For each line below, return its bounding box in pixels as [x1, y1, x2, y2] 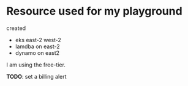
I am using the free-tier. [6, 61, 66, 68]
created [6, 24, 26, 32]
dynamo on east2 [15, 49, 60, 56]
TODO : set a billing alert [6, 73, 67, 80]
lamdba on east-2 [15, 43, 60, 50]
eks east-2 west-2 [15, 36, 61, 43]
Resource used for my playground [6, 4, 182, 18]
